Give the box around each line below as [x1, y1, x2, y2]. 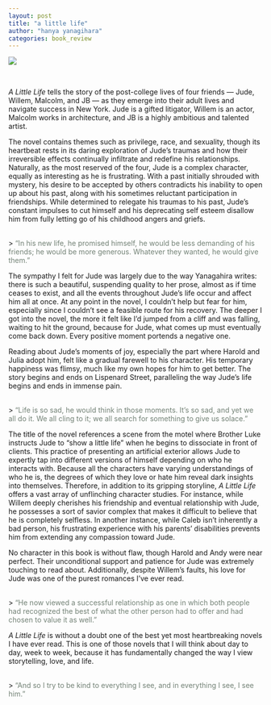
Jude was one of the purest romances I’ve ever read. [8, 574, 185, 583]
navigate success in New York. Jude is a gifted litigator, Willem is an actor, [8, 104, 256, 114]
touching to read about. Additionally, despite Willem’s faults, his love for [8, 565, 246, 575]
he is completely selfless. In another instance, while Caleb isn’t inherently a [8, 515, 258, 525]
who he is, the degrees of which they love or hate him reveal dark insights [8, 473, 254, 482]
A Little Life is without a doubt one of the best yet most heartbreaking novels [8, 631, 263, 640]
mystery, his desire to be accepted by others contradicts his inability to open [8, 180, 263, 190]
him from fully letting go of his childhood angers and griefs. [8, 215, 206, 224]
